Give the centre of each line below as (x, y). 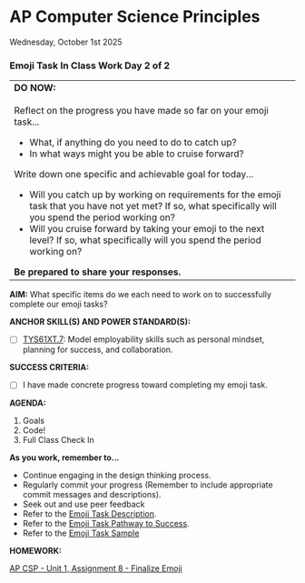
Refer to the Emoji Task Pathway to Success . (106, 524)
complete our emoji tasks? (59, 304)
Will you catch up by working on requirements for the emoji (155, 195)
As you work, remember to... (64, 457)
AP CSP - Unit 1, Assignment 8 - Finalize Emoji (96, 568)
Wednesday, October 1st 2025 (66, 42)
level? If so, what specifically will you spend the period (145, 240)
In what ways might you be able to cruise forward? (137, 154)
